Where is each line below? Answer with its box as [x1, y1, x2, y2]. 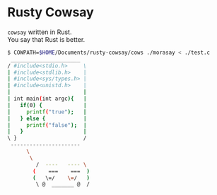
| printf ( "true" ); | [7, 108, 87, 116]
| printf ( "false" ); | [7, 121, 87, 128]
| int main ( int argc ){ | [7, 95, 87, 103]
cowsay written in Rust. [7, 28, 72, 36]
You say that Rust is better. [7, 35, 86, 43]
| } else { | [7, 115, 87, 122]
